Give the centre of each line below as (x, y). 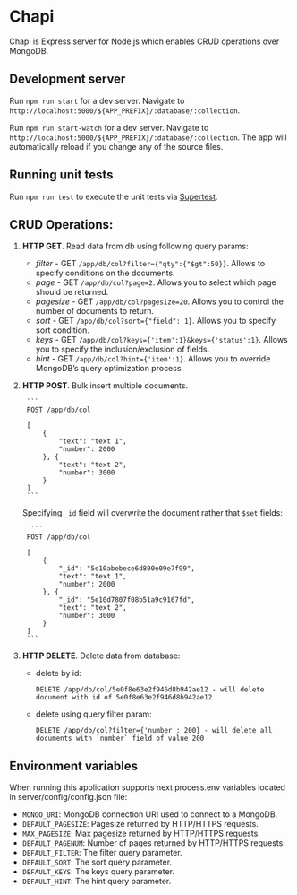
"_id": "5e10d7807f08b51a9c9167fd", (127, 600)
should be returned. (72, 292)
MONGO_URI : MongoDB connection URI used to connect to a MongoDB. (150, 814)
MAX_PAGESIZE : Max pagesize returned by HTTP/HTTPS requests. (141, 834)
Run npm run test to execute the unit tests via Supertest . (114, 196)
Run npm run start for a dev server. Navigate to (97, 100)
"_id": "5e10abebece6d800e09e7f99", (127, 569)
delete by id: (59, 673)
